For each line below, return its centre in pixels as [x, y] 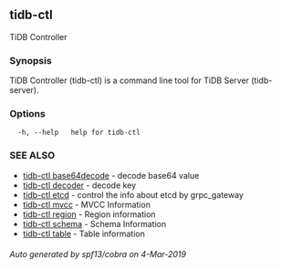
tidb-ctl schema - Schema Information [94, 223]
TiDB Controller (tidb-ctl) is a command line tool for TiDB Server [129, 80]
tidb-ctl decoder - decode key [79, 185]
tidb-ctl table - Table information [84, 233]
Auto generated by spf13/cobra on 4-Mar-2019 [98, 254]
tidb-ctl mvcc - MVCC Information [86, 204]
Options [27, 114]
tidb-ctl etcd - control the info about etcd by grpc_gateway [133, 194]
